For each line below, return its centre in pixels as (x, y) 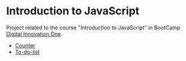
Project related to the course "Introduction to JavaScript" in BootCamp (93, 28)
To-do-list (27, 51)
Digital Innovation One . (34, 33)
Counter (25, 45)
